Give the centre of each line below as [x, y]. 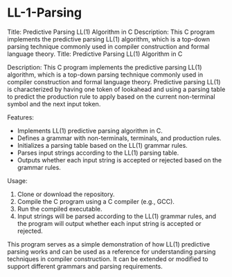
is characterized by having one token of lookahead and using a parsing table [116, 89]
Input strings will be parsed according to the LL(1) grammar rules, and [117, 216]
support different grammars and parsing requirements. [85, 266]
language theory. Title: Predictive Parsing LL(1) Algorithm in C [95, 54]
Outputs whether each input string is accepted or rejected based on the [119, 160]
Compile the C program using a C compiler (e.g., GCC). [96, 201]
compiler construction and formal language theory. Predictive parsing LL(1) [114, 82]
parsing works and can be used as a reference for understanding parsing [111, 251]
